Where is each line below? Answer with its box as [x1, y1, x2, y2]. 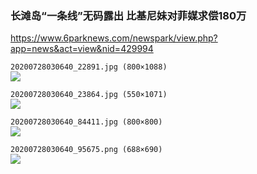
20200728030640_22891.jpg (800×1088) [10, 62, 168, 72]
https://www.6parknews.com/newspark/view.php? [10, 32, 218, 44]
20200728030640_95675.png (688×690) [10, 145, 163, 155]
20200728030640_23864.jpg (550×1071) [10, 90, 168, 100]
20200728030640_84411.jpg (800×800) [10, 117, 163, 127]
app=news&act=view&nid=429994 [10, 43, 154, 55]
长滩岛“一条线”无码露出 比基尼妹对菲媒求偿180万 [10, 8, 247, 22]
